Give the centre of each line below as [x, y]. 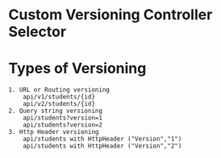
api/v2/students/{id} [59, 104]
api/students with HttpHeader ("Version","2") [102, 146]
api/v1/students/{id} [59, 97]
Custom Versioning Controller [110, 15]
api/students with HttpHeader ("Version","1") [102, 139]
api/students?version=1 [63, 118]
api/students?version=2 [63, 125]
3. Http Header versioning [54, 132]
